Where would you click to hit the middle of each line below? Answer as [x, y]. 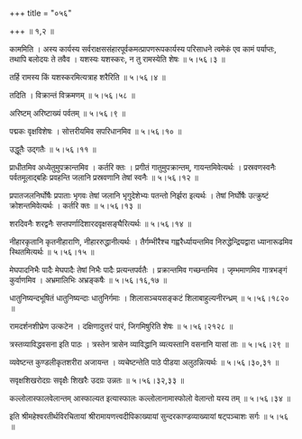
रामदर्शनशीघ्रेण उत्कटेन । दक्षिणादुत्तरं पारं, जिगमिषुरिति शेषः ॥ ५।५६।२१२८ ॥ [121, 326]
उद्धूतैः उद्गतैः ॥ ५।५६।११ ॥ [53, 149]
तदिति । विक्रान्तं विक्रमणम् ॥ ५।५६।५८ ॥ [72, 95]
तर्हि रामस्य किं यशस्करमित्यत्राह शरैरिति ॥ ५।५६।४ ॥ [87, 77]
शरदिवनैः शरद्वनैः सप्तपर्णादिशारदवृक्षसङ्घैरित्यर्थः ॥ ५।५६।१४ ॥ [101, 224]
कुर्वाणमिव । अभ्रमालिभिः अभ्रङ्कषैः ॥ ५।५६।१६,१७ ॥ [88, 280]
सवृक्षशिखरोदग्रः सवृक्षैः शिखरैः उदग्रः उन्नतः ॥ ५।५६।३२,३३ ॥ [97, 380]
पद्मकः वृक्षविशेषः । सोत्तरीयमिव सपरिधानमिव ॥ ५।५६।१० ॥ [96, 131]
